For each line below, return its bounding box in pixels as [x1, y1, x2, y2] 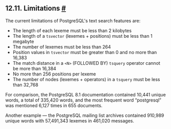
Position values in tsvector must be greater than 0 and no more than [12, 49, 157, 55]
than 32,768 [12, 82, 38, 88]
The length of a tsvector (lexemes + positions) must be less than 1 [12, 33, 153, 39]
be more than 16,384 [12, 65, 57, 71]
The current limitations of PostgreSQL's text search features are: [5, 17, 141, 23]
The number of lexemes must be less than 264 [12, 43, 111, 50]
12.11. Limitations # [5, 4, 66, 13]
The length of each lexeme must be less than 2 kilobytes [12, 28, 132, 34]
